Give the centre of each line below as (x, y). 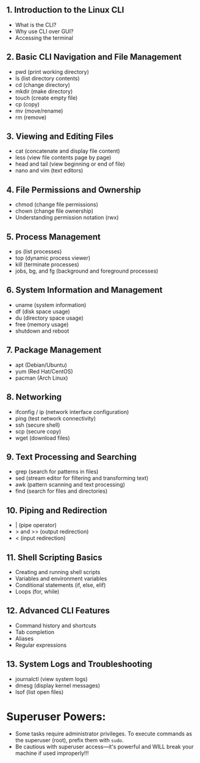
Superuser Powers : (56, 716)
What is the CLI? (36, 24)
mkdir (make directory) (44, 91)
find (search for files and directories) (61, 491)
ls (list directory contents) (48, 78)
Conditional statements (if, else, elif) (60, 585)
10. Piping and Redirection (57, 510)
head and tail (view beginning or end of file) (70, 164)
